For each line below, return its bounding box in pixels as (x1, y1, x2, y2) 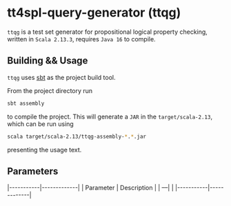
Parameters (7, 165, 59, 177)
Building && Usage (7, 55, 88, 67)
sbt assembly (7, 100, 45, 107)
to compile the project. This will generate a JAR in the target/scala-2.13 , (7, 112, 212, 121)
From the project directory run (7, 86, 93, 94)
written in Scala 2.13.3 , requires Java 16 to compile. (7, 34, 157, 43)
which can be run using (7, 119, 74, 128)
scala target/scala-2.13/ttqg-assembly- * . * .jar (7, 133, 147, 140)
